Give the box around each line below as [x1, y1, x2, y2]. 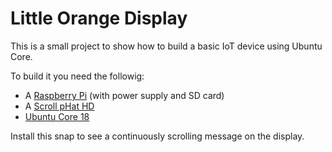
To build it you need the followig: [10, 70, 145, 82]
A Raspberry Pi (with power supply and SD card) [24, 89, 225, 101]
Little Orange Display [10, 7, 188, 30]
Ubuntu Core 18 [24, 110, 90, 122]
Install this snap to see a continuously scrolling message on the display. [10, 130, 305, 142]
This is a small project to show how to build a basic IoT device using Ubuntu [10, 40, 323, 52]
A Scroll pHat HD [24, 100, 95, 112]
